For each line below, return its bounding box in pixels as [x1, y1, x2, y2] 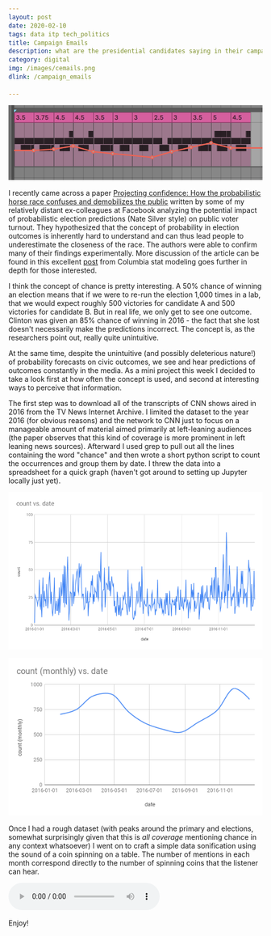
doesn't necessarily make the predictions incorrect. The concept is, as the [8, 324, 256, 333]
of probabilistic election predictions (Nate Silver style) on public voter [8, 214, 240, 223]
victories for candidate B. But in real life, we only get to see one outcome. [8, 307, 252, 316]
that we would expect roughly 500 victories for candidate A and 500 [8, 298, 236, 307]
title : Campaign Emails [8, 39, 89, 47]
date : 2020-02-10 [8, 21, 67, 30]
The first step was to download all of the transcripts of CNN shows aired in [8, 398, 256, 408]
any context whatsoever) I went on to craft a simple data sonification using [8, 841, 256, 850]
